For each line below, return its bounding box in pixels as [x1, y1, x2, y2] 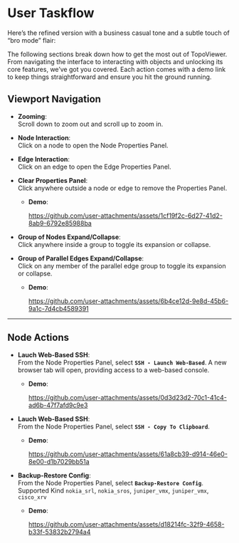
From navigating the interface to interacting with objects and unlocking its [7, 57, 223, 65]
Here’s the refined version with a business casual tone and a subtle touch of [7, 28, 230, 37]
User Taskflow [7, 5, 95, 21]
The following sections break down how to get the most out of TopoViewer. [7, 50, 228, 58]
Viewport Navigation [7, 93, 102, 105]
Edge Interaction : [17, 154, 70, 163]
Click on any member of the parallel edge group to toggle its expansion [17, 261, 226, 270]
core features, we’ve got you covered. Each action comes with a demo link [7, 65, 226, 73]
